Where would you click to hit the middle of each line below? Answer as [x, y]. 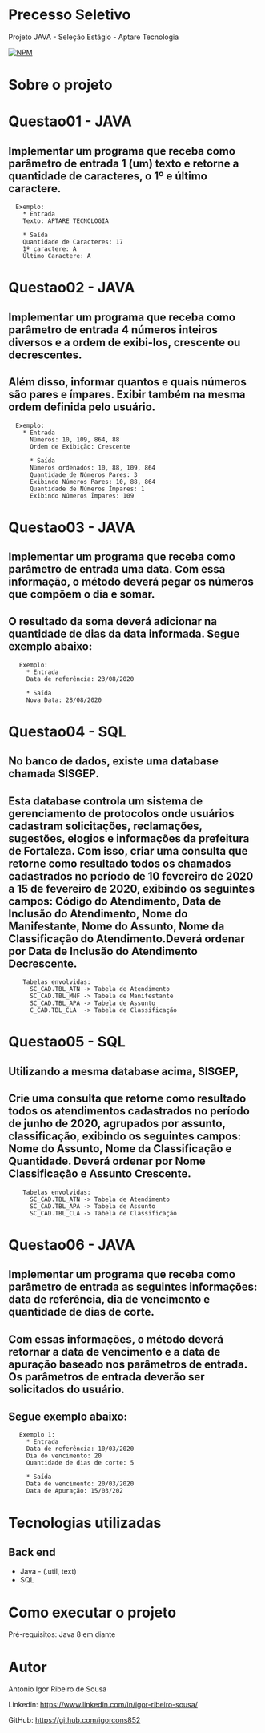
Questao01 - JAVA [70, 121]
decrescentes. [45, 355]
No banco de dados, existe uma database [113, 762]
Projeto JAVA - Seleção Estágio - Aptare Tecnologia [94, 37]
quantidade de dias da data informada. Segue [124, 634]
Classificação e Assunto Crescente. [100, 1174]
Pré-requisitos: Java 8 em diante [62, 1634]
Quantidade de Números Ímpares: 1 [87, 489]
